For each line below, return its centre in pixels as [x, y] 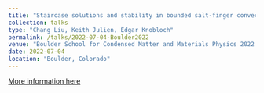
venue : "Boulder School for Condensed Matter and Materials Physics [123, 45]
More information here [44, 81]
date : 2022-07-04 [37, 52]
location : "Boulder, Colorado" [59, 59]
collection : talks [38, 23]
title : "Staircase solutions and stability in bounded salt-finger [121, 15]
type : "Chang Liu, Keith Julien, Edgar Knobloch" [91, 30]
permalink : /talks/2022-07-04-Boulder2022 [79, 37]
